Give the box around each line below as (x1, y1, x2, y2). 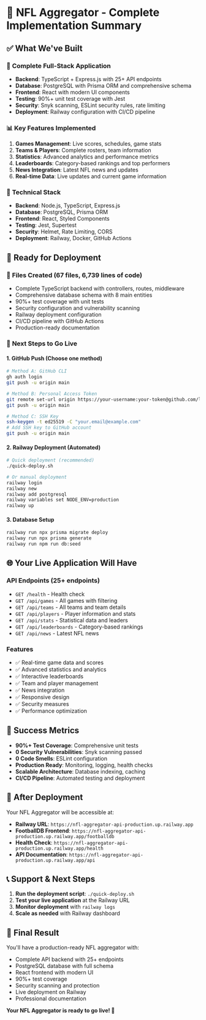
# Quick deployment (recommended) (6, 457, 95, 463)
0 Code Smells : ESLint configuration (15, 755, 108, 762)
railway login (6, 479, 43, 486)
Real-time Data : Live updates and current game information (15, 173, 167, 180)
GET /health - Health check (15, 590, 85, 598)
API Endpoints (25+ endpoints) (6, 576, 100, 585)
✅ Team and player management (15, 680, 99, 687)
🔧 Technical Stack (6, 188, 61, 197)
